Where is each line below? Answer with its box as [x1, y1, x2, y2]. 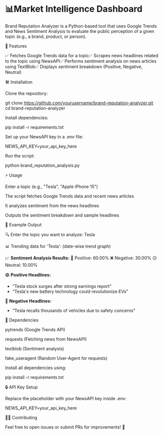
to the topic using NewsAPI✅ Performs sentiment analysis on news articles [5, 58, 157, 64]
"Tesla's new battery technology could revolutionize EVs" [12, 288, 129, 294]
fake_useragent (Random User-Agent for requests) [5, 355, 108, 361]
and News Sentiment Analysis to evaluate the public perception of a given [5, 28, 155, 34]
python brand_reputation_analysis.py [5, 162, 80, 168]
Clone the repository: [5, 90, 48, 96]
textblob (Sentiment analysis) [5, 345, 64, 351]
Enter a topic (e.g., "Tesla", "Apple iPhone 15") [5, 184, 98, 189]
